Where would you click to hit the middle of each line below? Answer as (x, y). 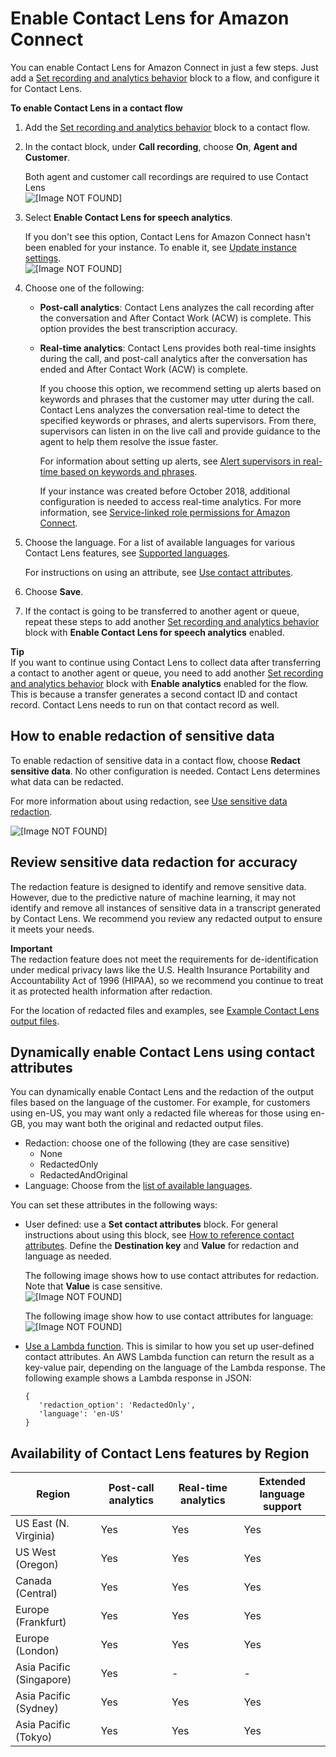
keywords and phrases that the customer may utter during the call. (177, 399)
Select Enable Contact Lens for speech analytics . (128, 217)
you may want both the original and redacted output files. (145, 1124)
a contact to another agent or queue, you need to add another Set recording (167, 673)
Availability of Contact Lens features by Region (160, 1453)
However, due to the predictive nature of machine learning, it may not (153, 897)
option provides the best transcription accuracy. (138, 328)
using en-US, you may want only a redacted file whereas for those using (159, 1113)
